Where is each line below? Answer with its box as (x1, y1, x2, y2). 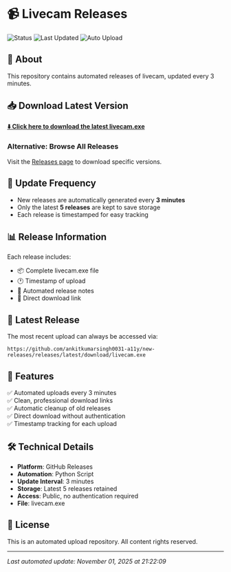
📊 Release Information (7, 231, 107, 243)
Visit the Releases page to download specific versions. (7, 157, 162, 166)
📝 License (7, 519, 50, 531)
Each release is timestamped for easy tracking (16, 210, 149, 218)
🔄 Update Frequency (7, 178, 96, 189)
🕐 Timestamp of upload (16, 277, 86, 285)
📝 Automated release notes (16, 287, 94, 295)
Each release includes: (7, 253, 71, 261)
